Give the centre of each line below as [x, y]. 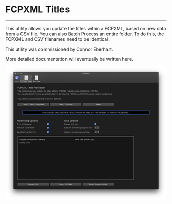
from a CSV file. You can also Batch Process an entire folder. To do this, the [85, 34]
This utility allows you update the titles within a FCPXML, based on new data [86, 28]
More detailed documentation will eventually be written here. [69, 59]
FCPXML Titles [38, 9]
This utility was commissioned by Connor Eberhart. [59, 49]
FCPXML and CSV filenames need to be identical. [58, 39]
